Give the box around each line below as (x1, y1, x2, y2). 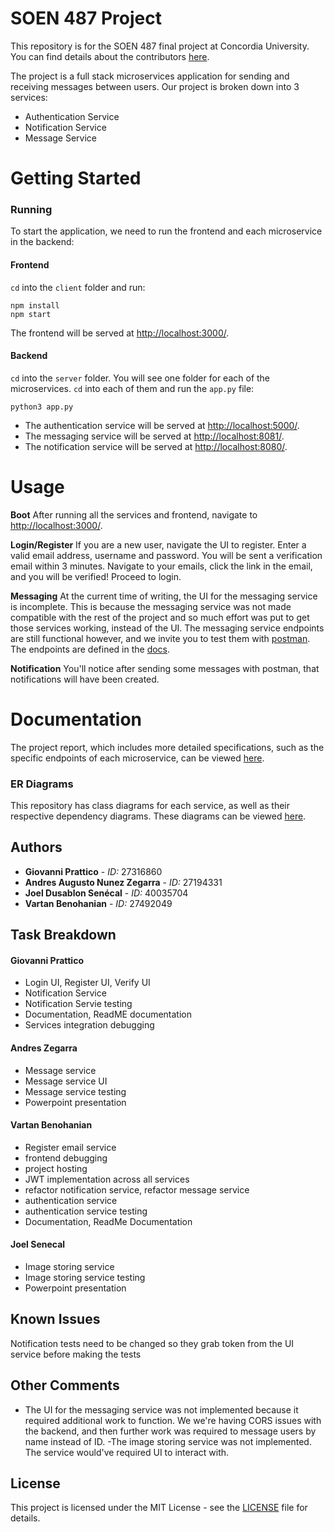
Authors (10, 839, 63, 856)
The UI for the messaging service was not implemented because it (24, 1403, 299, 1416)
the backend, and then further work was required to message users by (24, 1425, 317, 1437)
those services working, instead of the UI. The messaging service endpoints (10, 622, 325, 634)
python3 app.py (10, 402, 74, 412)
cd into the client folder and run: (10, 281, 146, 293)
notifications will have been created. (10, 673, 160, 685)
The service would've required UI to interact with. (24, 1446, 230, 1458)
